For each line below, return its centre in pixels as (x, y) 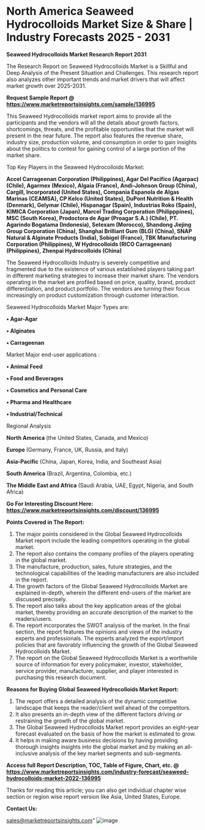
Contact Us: (22, 809)
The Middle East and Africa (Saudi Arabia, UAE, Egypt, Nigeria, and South (100, 485)
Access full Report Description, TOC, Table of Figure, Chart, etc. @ (93, 765)
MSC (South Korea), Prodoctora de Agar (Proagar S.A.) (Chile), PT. (92, 218)
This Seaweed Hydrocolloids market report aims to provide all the (89, 116)
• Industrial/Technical (35, 414)
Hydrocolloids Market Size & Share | (99, 24)
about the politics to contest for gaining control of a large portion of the (96, 148)
